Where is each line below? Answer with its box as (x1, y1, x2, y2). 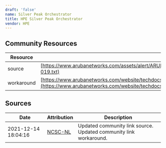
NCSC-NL (46, 128, 72, 135)
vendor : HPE (5, 21, 30, 26)
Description (104, 114, 132, 121)
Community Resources (5, 39, 78, 47)
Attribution (46, 114, 73, 121)
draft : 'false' (5, 7, 37, 12)
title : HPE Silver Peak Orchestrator (5, 16, 83, 21)
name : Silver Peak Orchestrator (5, 12, 72, 17)
